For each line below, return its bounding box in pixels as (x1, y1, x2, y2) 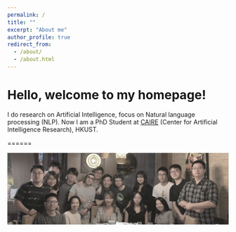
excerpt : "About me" (7, 26, 68, 33)
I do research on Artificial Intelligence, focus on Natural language (7, 110, 195, 119)
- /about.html (13, 56, 55, 63)
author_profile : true (7, 34, 71, 41)
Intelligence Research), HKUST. (7, 125, 98, 134)
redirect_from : (7, 41, 52, 49)
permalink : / (7, 11, 46, 18)
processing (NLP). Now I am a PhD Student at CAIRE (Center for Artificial (7, 117, 218, 126)
